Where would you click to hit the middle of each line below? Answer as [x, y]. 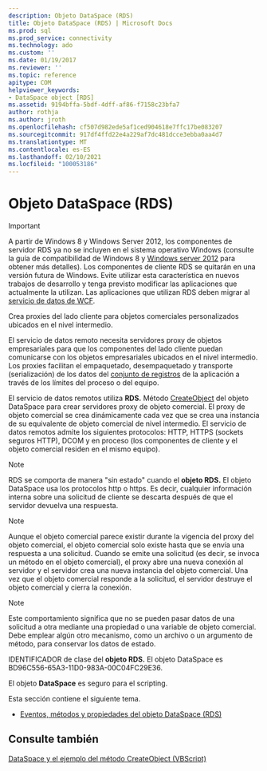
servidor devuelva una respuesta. [63, 506]
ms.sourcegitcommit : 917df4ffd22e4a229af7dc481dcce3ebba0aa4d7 [116, 134]
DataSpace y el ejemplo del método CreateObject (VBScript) [108, 758]
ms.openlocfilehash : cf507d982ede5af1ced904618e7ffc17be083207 [116, 127]
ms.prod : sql [30, 30]
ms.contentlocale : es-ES [49, 149]
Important [24, 226]
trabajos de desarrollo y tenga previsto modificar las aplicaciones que [123, 284]
